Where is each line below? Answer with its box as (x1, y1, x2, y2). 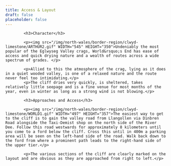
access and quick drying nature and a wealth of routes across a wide (5, 53, 159, 59)
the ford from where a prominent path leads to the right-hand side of (5, 138, 161, 144)
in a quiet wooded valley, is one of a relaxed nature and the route (5, 71, 157, 77)
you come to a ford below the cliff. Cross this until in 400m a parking (5, 129, 166, 134)
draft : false (5, 12, 33, 17)
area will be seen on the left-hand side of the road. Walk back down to (5, 134, 166, 139)
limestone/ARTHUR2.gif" (5, 44, 56, 50)
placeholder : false (5, 17, 47, 22)
